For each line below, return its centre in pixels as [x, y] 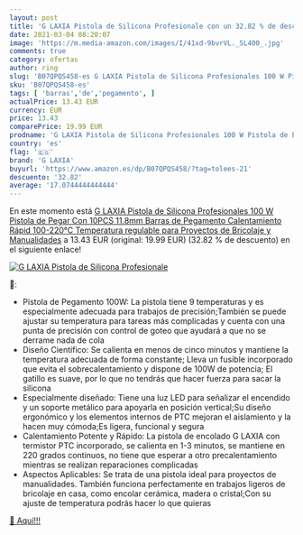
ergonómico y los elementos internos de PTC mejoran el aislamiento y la [156, 417]
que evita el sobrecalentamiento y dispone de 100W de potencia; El [147, 369]
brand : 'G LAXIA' [42, 160]
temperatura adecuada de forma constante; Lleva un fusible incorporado [157, 360]
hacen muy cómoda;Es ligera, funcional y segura [113, 427]
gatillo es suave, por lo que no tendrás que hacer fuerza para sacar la [151, 379]
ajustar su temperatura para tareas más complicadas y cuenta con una [154, 321]
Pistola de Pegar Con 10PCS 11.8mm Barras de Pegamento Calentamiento [146, 221]
